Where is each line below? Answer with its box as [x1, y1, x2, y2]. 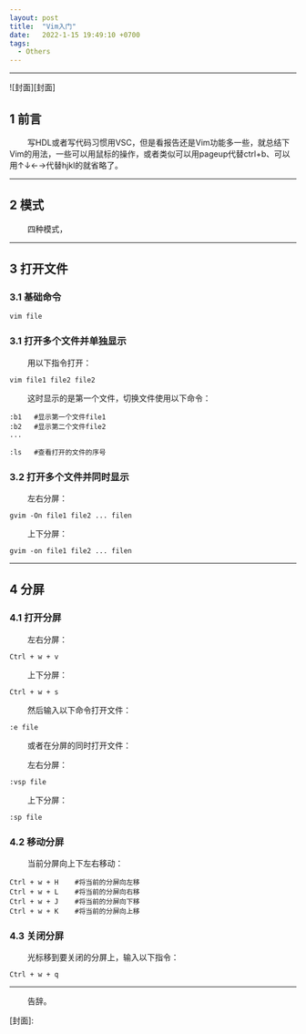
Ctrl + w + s [9, 687, 59, 697]
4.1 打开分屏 [9, 611, 62, 624]
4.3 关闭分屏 [9, 929, 65, 942]
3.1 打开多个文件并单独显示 [9, 334, 127, 347]
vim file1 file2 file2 [9, 375, 96, 384]
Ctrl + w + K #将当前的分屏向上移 [9, 907, 140, 916]
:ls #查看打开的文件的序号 [9, 447, 107, 456]
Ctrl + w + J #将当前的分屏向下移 [9, 897, 140, 906]
